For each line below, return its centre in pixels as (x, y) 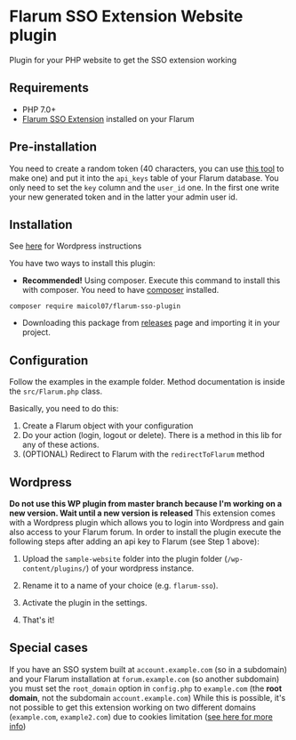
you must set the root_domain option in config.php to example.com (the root (146, 688)
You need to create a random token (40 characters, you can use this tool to (147, 168)
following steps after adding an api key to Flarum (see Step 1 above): (134, 541)
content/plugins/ (54, 569)
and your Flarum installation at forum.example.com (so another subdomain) (144, 679)
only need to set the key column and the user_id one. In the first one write (144, 187)
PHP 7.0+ (39, 110)
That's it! (38, 620)
